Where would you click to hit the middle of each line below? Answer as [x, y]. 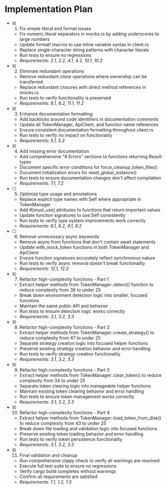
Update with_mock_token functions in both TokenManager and [84, 247]
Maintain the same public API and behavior [64, 306]
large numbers [34, 39]
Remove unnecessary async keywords [59, 236]
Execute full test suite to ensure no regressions [68, 466]
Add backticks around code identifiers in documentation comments [89, 119]
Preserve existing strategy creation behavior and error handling [85, 348]
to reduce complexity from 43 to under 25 [63, 423]
